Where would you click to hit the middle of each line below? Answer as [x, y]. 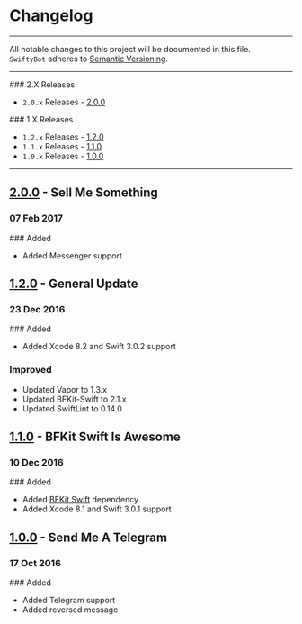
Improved [31, 370]
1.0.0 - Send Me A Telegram [89, 537]
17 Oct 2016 [35, 563]
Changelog [51, 16]
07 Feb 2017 [36, 219]
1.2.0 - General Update [74, 284]
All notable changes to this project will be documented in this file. [130, 49]
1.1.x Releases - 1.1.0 [62, 146]
